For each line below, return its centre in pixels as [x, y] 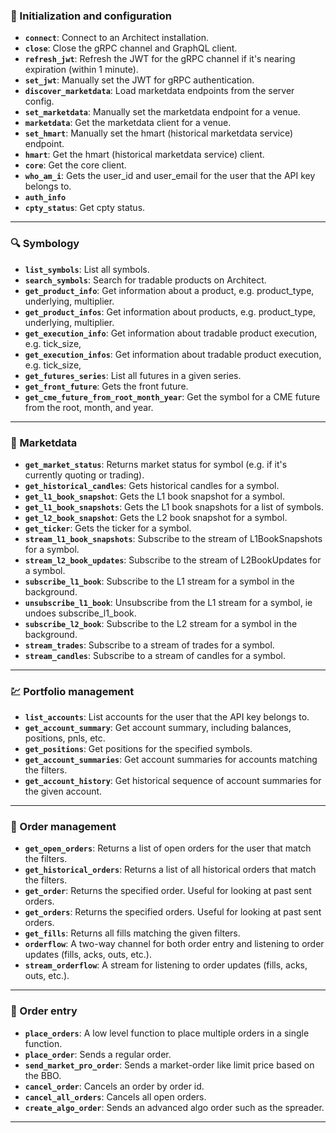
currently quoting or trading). [84, 475]
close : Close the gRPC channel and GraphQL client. [131, 48]
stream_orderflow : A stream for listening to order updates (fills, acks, [166, 965]
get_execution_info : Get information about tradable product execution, [171, 333]
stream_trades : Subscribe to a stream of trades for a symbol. [149, 645]
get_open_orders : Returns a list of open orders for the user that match [168, 848]
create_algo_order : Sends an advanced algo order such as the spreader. [174, 1107]
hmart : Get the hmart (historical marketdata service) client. [144, 155]
